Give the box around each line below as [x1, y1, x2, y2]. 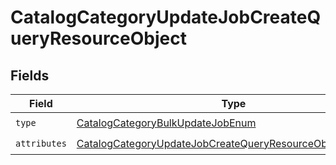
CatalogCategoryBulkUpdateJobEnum [76, 116, 257, 130]
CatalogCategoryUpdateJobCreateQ [10, 6, 322, 29]
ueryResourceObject [10, 27, 187, 50]
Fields [10, 67, 50, 84]
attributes [15, 137, 67, 149]
